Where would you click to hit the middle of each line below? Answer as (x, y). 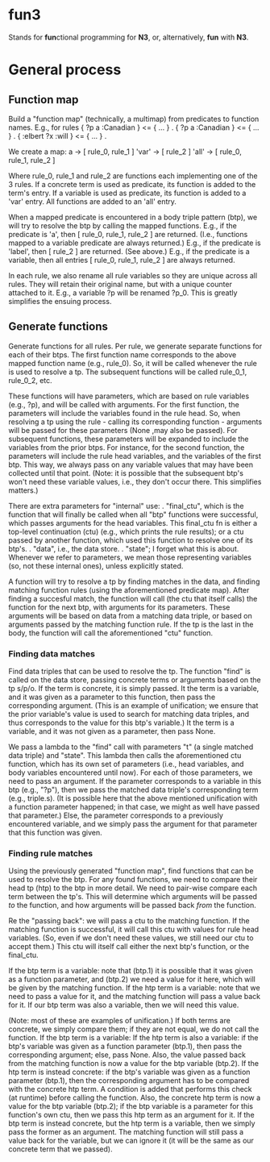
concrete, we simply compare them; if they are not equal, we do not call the (134, 1029)
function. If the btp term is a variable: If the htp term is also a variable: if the (134, 1038)
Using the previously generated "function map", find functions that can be (131, 871)
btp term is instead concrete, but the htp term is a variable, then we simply (132, 1123)
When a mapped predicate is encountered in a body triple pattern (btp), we (133, 217)
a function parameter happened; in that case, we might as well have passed (134, 807)
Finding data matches (52, 653)
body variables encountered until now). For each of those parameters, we (131, 773)
